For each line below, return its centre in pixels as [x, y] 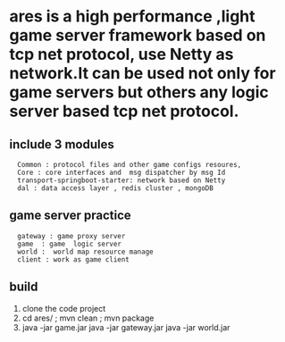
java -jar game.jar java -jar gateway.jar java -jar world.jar [126, 327]
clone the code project [64, 308]
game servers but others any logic [139, 92]
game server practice [70, 216]
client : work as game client [73, 259]
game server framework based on [138, 35]
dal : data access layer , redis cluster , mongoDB [116, 188]
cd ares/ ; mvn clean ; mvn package [88, 318]
